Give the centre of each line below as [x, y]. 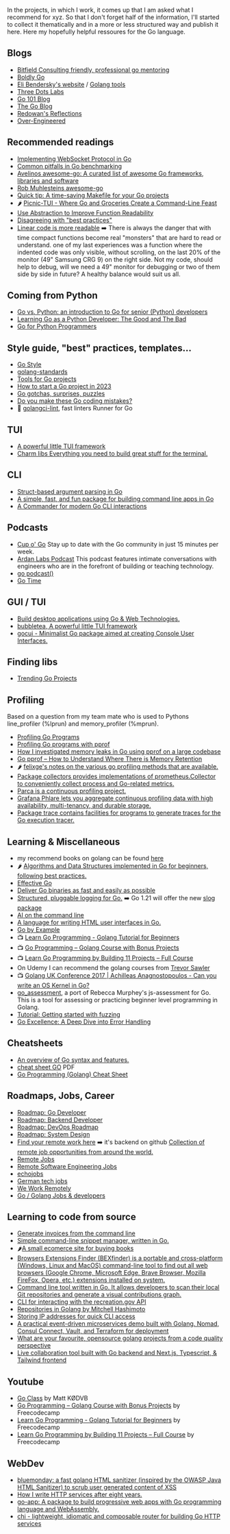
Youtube [26, 1382]
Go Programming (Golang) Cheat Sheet [72, 1074]
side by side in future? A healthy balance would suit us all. [99, 274]
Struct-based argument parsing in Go [70, 491]
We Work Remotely [44, 1188]
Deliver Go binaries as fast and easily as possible [86, 890]
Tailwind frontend [42, 1360]
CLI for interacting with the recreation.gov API [81, 1302]
